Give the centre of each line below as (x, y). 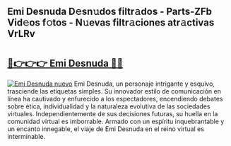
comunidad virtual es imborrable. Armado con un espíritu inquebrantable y (116, 121)
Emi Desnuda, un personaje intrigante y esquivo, (144, 84)
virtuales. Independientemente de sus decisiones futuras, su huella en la (113, 114)
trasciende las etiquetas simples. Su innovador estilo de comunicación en (114, 91)
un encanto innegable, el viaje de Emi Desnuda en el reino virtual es (106, 129)
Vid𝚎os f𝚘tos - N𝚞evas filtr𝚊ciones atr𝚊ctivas (111, 23)
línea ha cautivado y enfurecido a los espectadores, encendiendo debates (115, 99)
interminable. (26, 136)
